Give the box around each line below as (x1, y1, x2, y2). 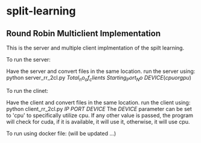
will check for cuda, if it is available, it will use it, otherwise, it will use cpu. (6, 118, 190, 125)
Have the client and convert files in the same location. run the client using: (6, 98, 191, 106)
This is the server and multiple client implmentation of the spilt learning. (6, 44, 185, 51)
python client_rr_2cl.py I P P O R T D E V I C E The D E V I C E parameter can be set (6, 105, 192, 112)
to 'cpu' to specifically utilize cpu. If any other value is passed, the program (6, 112, 194, 119)
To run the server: (6, 56, 51, 63)
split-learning (6, 4, 76, 18)
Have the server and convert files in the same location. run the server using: (6, 68, 196, 75)
